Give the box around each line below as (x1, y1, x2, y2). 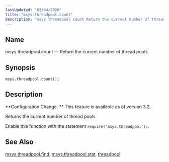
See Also (5, 138, 34, 146)
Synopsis (5, 63, 35, 72)
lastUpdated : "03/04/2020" (5, 7, 62, 13)
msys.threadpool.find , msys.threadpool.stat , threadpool (5, 151, 121, 157)
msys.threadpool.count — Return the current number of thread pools (5, 49, 148, 55)
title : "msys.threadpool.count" (5, 12, 73, 17)
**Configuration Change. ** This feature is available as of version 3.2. (5, 104, 151, 110)
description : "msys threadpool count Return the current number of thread (5, 17, 165, 22)
